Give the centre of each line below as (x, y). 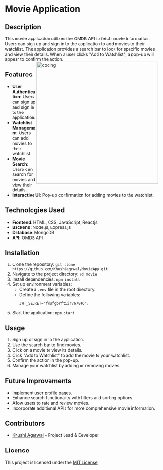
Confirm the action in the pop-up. (45, 360)
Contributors (25, 423)
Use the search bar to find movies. (47, 345)
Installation (22, 253)
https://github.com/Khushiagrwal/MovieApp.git (60, 269)
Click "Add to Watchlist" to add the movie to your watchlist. (71, 355)
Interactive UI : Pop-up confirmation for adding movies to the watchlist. (83, 195)
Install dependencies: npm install (46, 279)
